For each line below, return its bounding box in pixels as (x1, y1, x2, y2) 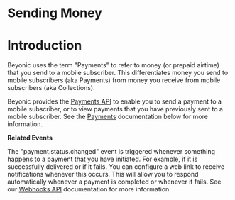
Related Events (7, 133, 53, 143)
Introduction (7, 38, 82, 54)
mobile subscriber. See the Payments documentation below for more (7, 112, 208, 121)
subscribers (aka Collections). (7, 84, 95, 92)
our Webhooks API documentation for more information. (7, 185, 172, 194)
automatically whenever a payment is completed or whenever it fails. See (7, 177, 222, 186)
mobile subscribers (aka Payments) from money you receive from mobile (7, 76, 221, 84)
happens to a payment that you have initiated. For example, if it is (7, 155, 198, 164)
